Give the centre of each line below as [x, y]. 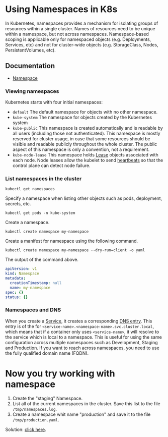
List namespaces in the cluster [44, 179]
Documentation [30, 66]
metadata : [16, 279]
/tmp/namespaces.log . [34, 409]
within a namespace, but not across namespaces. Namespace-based [77, 34]
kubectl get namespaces [30, 189]
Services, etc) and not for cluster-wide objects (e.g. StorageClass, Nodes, [82, 44]
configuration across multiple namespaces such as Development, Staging [81, 342]
